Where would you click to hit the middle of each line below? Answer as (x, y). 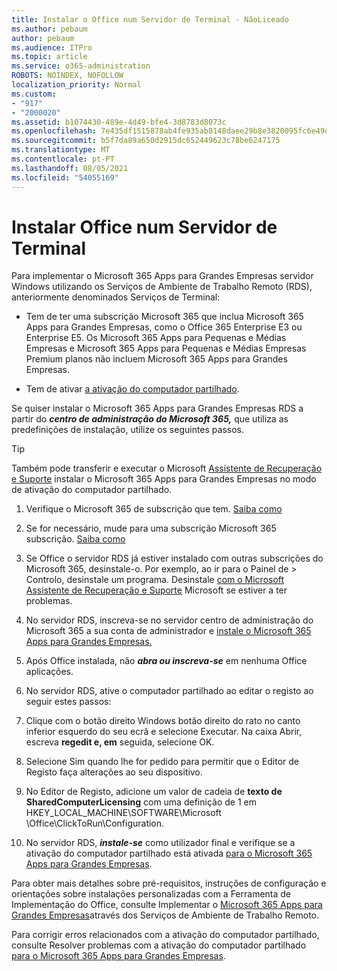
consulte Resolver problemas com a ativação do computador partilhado (159, 945)
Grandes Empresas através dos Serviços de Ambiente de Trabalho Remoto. (165, 915)
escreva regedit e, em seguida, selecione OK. (120, 742)
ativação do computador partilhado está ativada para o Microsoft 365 (169, 853)
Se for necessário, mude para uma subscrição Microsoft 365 (151, 528)
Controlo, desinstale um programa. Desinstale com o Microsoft (155, 580)
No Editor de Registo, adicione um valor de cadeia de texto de (154, 792)
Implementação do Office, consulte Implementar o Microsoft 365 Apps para (167, 905)
